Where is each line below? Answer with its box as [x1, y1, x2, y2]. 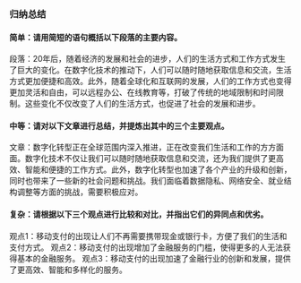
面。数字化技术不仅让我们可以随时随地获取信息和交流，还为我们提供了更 [9, 153, 276, 164]
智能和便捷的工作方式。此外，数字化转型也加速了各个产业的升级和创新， [24, 164, 292, 176]
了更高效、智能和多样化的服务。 [9, 264, 127, 275]
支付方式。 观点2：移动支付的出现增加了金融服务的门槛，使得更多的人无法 [9, 242, 284, 253]
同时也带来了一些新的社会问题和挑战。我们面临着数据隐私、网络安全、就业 [9, 176, 284, 186]
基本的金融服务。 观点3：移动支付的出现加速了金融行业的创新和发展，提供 [16, 253, 291, 263]
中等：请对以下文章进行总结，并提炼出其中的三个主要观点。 [9, 120, 229, 131]
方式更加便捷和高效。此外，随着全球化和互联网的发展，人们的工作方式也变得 [9, 76, 292, 87]
